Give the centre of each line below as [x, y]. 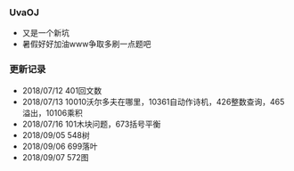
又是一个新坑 [45, 33]
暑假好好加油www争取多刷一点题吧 [86, 44]
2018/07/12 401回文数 [62, 90]
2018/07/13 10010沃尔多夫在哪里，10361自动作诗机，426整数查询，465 [153, 102]
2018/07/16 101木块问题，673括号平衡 [91, 124]
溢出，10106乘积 [52, 112]
